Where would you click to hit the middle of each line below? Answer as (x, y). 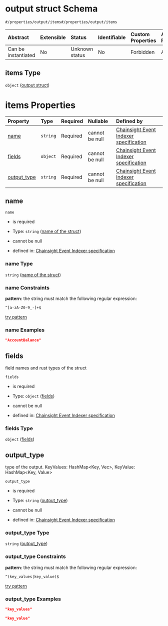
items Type (23, 73)
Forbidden (143, 52)
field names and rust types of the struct (46, 367)
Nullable (98, 121)
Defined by (129, 121)
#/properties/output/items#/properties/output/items (61, 22)
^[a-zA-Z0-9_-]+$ (23, 307)
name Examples (25, 329)
